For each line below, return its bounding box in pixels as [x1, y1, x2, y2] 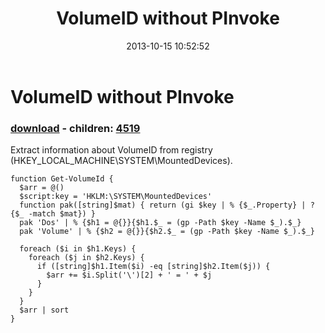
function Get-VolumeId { [10, 174, 114, 184]
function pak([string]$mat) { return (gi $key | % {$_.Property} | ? [19, 200, 315, 211]
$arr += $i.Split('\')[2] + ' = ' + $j [46, 270, 213, 281]
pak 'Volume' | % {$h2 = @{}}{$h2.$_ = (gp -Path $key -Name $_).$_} [19, 227, 315, 237]
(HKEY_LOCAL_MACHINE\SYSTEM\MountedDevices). [10, 155, 233, 167]
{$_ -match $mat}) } [10, 209, 97, 219]
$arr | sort [19, 305, 70, 316]
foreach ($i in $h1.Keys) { [19, 244, 137, 254]
